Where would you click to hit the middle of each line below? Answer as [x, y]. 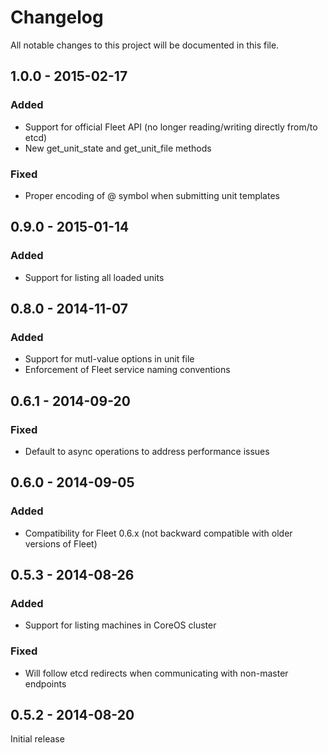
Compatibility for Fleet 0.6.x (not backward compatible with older [158, 533]
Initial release [37, 739]
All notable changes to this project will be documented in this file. [145, 45]
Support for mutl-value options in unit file [109, 359]
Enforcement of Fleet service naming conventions [127, 370]
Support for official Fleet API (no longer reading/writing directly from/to [171, 127]
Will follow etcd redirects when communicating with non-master [156, 673]
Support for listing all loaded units [94, 277]
